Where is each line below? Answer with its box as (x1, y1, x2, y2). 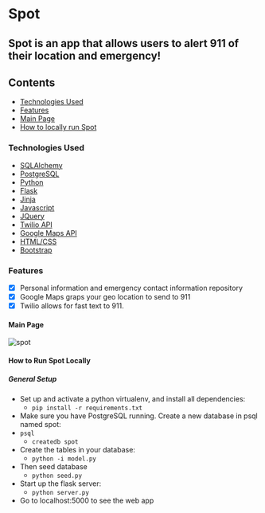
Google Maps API (19, 228, 77, 237)
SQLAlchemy (19, 160, 63, 170)
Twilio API (19, 220, 53, 229)
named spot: (19, 419, 61, 429)
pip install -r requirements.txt (31, 404, 143, 412)
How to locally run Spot (19, 123, 97, 132)
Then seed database (19, 461, 88, 471)
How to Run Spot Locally (8, 355, 92, 365)
